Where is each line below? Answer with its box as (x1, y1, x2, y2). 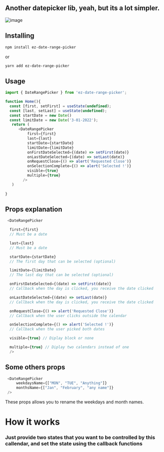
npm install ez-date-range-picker (5, 45, 77, 50)
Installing (5, 32, 35, 40)
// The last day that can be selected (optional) (9, 272, 114, 277)
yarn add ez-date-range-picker (5, 63, 70, 68)
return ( (11, 122, 30, 127)
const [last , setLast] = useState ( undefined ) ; (9, 108, 107, 113)
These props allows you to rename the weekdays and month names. (5, 399, 144, 405)
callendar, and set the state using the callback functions (5, 440, 143, 447)
